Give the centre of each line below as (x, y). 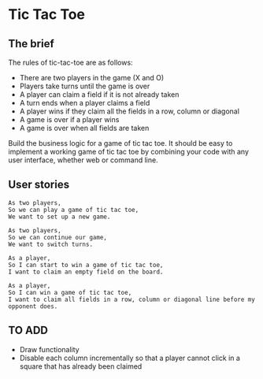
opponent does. (33, 306)
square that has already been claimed (81, 366)
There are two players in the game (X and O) (92, 78)
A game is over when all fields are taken (84, 128)
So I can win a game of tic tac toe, (70, 292)
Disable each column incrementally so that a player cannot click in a (130, 358)
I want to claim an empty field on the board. (86, 272)
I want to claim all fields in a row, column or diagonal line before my (132, 299)
